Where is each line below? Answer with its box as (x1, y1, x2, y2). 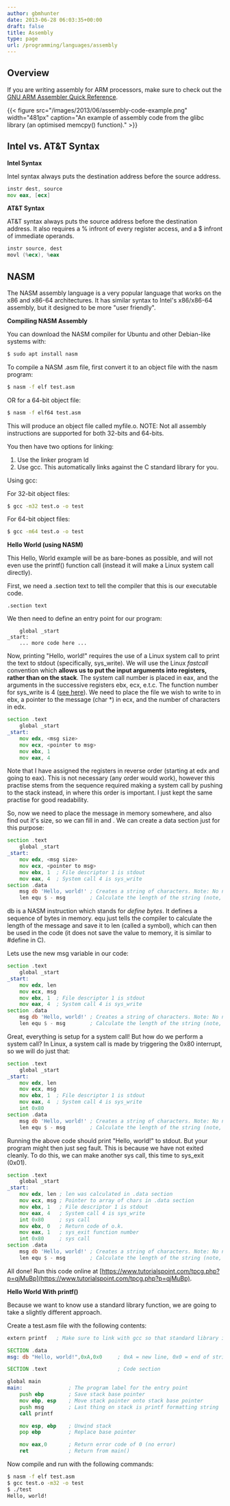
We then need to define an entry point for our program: (7, 615, 162, 623)
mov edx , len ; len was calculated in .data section (19, 1191, 173, 1198)
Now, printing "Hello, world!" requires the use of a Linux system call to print (7, 652, 220, 660)
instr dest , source (7, 185, 63, 192)
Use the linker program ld (16, 456, 89, 464)
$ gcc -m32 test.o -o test (7, 502, 84, 510)
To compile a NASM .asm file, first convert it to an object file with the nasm (7, 363, 218, 371)
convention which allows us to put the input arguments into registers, (7, 666, 207, 674)
